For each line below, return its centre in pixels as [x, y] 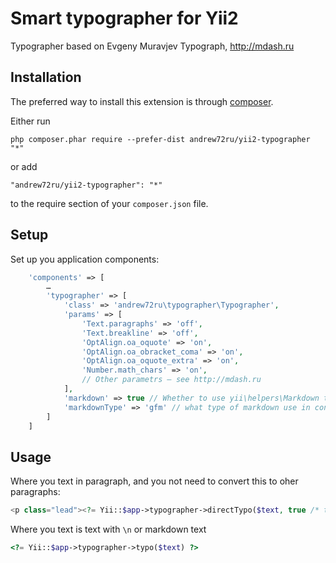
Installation [46, 77]
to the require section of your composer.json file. [109, 203]
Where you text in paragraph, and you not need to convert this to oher [154, 481]
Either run [30, 121]
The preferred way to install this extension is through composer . [142, 101]
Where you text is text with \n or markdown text [108, 529]
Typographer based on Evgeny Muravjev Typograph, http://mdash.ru [152, 46]
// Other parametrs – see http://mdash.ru [171, 380]
